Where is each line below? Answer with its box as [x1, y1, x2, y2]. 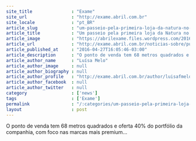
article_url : [6, 42, 75, 47]
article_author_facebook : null [6, 80, 87, 85]
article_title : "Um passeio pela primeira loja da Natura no [6, 30, 190, 36]
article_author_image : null [6, 63, 87, 69]
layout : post [6, 106, 87, 112]
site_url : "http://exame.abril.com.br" [6, 14, 148, 20]
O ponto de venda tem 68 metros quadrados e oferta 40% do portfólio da [6, 122, 183, 129]
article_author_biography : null [6, 68, 87, 74]
